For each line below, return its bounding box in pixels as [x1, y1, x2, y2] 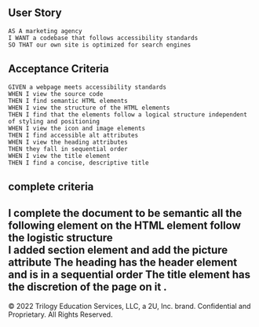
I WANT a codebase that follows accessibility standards [8, 34, 199, 42]
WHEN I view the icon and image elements [8, 124, 146, 132]
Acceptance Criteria [8, 62, 109, 75]
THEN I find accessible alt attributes [8, 131, 139, 139]
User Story [8, 6, 62, 20]
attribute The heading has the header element [8, 255, 238, 270]
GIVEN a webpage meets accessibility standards [8, 83, 167, 91]
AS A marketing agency [8, 27, 82, 35]
